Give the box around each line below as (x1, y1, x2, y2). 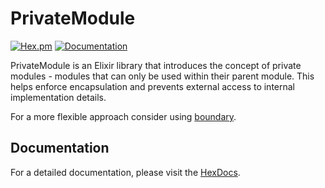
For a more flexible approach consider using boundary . (10, 110, 237, 122)
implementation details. (10, 91, 107, 103)
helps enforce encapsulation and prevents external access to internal (10, 80, 296, 92)
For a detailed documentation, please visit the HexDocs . (10, 166, 241, 178)
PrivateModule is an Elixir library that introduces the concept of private (10, 59, 302, 71)
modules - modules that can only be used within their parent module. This (10, 70, 315, 82)
